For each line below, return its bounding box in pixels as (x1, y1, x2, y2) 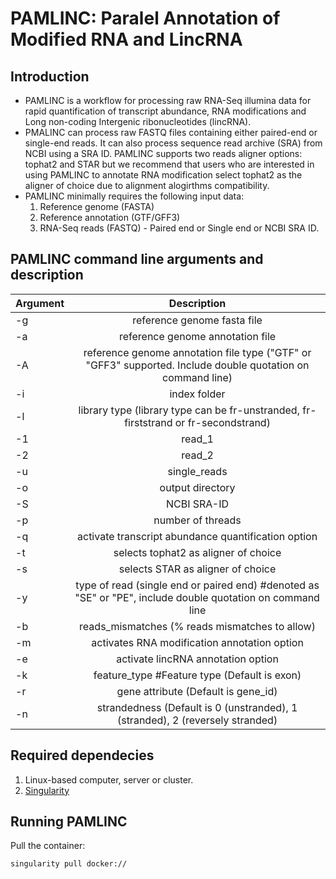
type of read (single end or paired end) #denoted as (75, 578, 320, 592)
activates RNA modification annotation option (91, 635, 304, 649)
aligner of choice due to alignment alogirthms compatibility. (24, 180, 270, 191)
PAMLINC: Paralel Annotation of (10, 7, 281, 30)
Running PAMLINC (10, 813, 128, 831)
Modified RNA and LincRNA (10, 28, 243, 51)
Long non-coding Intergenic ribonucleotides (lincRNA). (24, 116, 252, 127)
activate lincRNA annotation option (116, 652, 279, 666)
